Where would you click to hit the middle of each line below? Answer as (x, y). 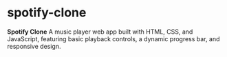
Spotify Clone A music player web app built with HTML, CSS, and (100, 32)
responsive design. (34, 46)
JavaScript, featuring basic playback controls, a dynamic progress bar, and (113, 38)
